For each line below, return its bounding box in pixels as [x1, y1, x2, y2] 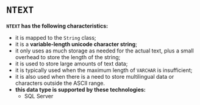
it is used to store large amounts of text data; [15, 60, 128, 67]
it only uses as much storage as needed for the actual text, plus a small [15, 47, 194, 54]
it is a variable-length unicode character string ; [15, 40, 137, 48]
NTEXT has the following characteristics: [6, 22, 109, 29]
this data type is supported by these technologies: [15, 85, 146, 93]
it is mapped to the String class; [15, 34, 96, 41]
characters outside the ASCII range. [15, 79, 105, 87]
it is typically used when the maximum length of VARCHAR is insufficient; [15, 66, 193, 74]
